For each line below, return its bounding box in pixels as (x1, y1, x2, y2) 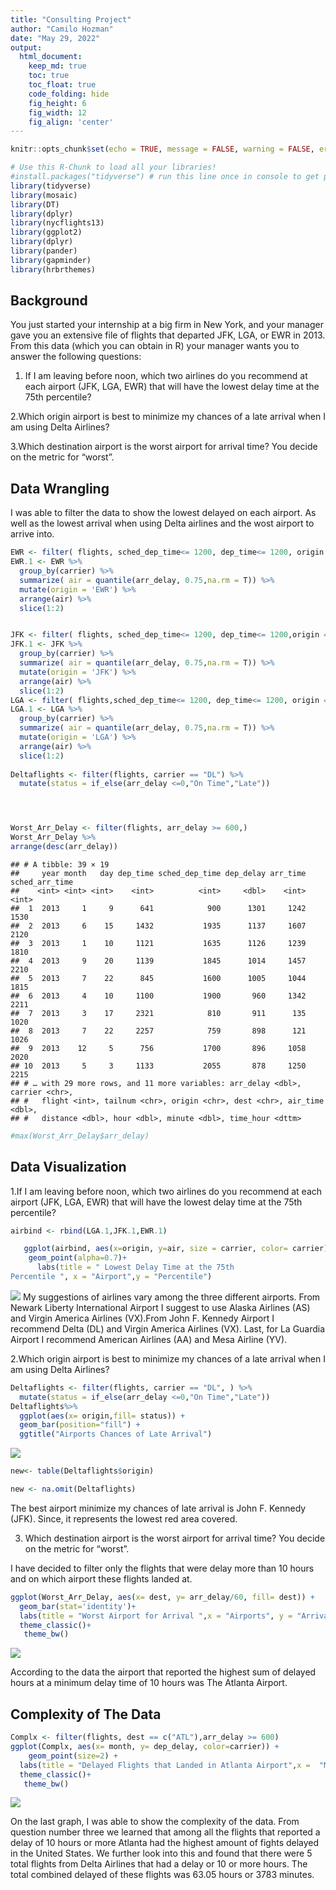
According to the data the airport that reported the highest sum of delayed (10, 1666, 317, 1678)
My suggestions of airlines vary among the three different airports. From (22, 1291, 321, 1303)
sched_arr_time (10, 877, 74, 887)
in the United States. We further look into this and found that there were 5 (10, 1847, 313, 1860)
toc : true (28, 71, 70, 81)
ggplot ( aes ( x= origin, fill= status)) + (19, 1411, 186, 1421)
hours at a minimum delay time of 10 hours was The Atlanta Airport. (10, 1677, 288, 1689)
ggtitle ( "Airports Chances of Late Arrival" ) (19, 1429, 213, 1440)
